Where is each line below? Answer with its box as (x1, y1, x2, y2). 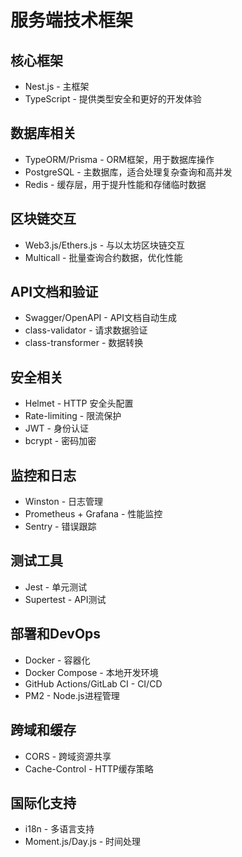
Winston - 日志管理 (24, 496, 104, 508)
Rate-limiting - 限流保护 (24, 410, 122, 422)
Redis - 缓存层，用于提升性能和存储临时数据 (24, 178, 207, 190)
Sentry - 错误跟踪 (24, 521, 97, 533)
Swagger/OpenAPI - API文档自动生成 (24, 312, 178, 324)
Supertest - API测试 (24, 593, 107, 605)
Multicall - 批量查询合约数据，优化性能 (24, 251, 183, 263)
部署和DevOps (10, 626, 102, 643)
